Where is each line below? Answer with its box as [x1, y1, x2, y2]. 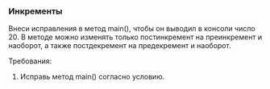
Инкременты [8, 6, 63, 17]
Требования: [8, 56, 52, 66]
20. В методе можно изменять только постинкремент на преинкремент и [8, 32, 263, 42]
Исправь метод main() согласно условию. [19, 72, 165, 82]
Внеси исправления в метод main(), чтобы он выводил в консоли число [8, 24, 255, 34]
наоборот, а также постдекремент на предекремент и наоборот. [8, 41, 231, 51]
